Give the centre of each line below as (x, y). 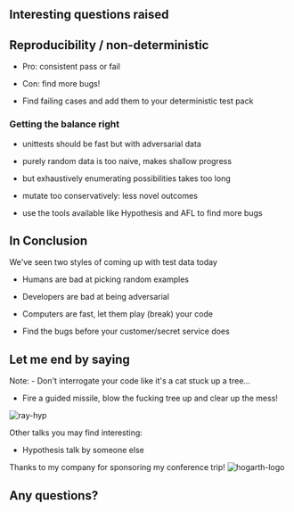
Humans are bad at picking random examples (106, 279)
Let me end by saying (70, 359)
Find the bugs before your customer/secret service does (126, 331)
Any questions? (54, 495)
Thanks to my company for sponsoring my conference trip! (117, 467)
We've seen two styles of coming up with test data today (114, 262)
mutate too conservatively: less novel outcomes (110, 195)
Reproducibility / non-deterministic (109, 45)
